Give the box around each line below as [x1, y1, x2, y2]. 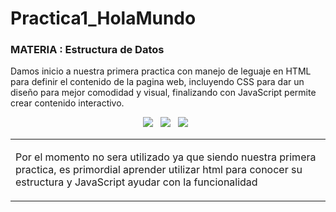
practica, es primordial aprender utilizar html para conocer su [15, 163, 303, 177]
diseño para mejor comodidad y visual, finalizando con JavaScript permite [10, 87, 317, 99]
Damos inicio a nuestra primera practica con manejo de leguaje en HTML [10, 65, 312, 77]
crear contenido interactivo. [10, 97, 125, 109]
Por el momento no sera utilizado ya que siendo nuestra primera [15, 150, 317, 164]
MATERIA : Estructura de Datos [10, 43, 165, 57]
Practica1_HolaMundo [10, 7, 197, 30]
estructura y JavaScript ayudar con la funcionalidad [15, 175, 258, 189]
